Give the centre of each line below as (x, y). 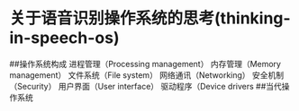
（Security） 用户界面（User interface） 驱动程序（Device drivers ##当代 (145, 86)
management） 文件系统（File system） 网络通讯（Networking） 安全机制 (147, 75)
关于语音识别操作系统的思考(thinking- (150, 18)
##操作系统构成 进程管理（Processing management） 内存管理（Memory (145, 64)
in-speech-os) (64, 38)
